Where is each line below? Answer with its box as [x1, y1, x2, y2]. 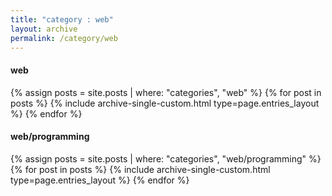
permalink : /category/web [10, 33, 118, 43]
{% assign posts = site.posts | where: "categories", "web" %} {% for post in [10, 86, 322, 98]
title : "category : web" [10, 14, 114, 25]
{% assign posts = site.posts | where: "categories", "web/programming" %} [10, 152, 322, 165]
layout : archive [10, 24, 78, 34]
